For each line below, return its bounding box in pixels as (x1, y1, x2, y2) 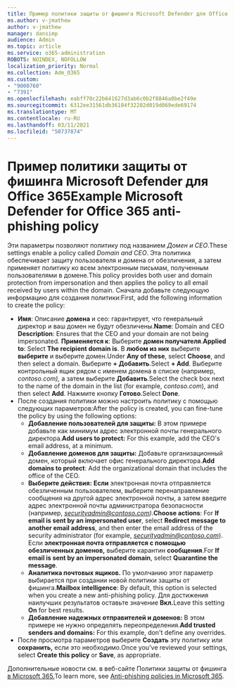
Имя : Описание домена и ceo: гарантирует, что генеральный (17, 314, 203, 323)
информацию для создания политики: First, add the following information (7, 293, 222, 302)
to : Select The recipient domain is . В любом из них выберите (17, 345, 201, 353)
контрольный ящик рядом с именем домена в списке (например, (17, 367, 216, 375)
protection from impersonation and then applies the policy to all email (7, 278, 208, 287)
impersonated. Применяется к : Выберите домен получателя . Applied (17, 337, 227, 345)
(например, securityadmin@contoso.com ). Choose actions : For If (27, 509, 220, 518)
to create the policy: (7, 301, 65, 309)
